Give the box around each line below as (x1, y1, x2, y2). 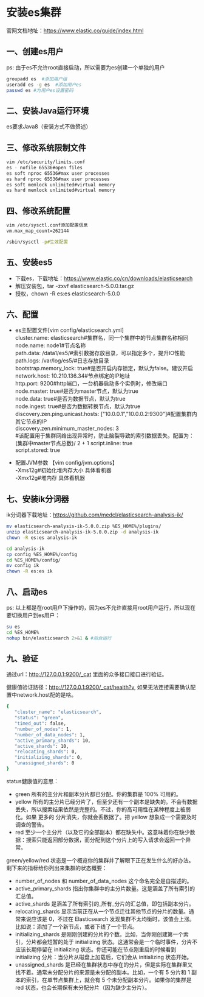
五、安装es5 (6, 257, 53, 268)
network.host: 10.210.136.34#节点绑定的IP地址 (15, 372, 131, 379)
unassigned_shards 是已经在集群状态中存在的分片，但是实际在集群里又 (15, 960, 193, 968)
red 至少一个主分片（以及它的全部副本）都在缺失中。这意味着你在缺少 (15, 828, 190, 836)
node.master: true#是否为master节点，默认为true (15, 387, 138, 395)
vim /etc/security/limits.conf (6, 159, 86, 165)
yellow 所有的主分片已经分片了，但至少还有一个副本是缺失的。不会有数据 (15, 798, 198, 805)
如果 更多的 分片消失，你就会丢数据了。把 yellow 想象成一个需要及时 (25, 813, 197, 820)
